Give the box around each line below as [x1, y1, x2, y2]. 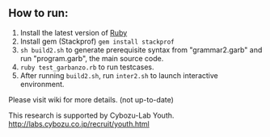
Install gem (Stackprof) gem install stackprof [19, 36, 175, 46]
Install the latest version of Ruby [19, 27, 128, 37]
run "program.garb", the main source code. [19, 53, 164, 63]
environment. [19, 79, 65, 89]
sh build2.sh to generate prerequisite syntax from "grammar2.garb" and [19, 44, 263, 55]
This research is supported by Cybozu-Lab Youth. [8, 110, 175, 120]
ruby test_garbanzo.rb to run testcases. [19, 62, 155, 72]
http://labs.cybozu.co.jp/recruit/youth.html [8, 118, 150, 128]
